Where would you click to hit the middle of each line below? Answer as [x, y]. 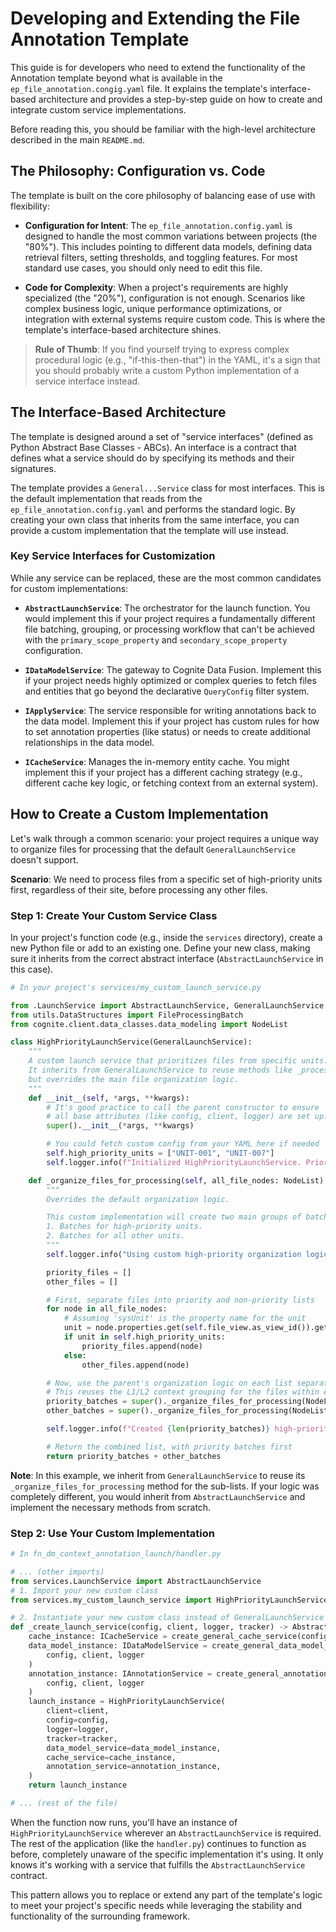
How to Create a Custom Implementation [139, 814]
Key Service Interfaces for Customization [113, 556]
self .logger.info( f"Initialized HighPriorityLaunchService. [174, 1162]
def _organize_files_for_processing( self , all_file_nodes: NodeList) [176, 1180]
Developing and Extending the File [155, 18]
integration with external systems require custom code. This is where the [175, 319]
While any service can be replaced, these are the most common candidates [166, 578]
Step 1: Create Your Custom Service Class [114, 915]
